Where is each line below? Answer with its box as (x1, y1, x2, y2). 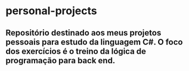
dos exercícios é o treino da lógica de (5, 46, 147, 56)
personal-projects (5, 4, 97, 18)
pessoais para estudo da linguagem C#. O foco (5, 37, 183, 47)
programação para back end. (5, 55, 116, 66)
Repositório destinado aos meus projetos (5, 28, 162, 38)
